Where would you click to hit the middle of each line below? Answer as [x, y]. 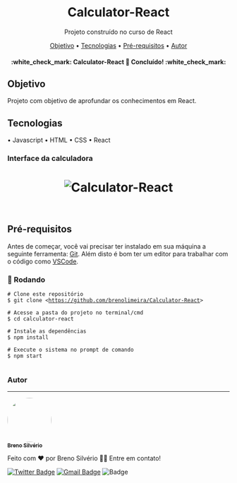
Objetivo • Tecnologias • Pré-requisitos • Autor [119, 45]
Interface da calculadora [50, 158]
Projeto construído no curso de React [119, 32]
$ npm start [25, 356]
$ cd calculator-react [41, 319]
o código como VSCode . [43, 261]
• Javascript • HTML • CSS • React [59, 140]
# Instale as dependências [47, 332]
